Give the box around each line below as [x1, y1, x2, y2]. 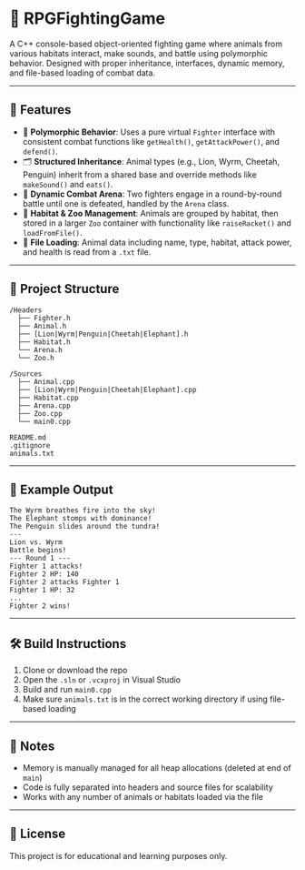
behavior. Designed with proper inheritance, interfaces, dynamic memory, [9, 57, 285, 68]
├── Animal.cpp [17, 377, 75, 386]
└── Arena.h [17, 345, 64, 354]
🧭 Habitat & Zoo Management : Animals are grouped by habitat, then [22, 207, 279, 218]
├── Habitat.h [17, 337, 71, 347]
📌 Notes [9, 738, 55, 754]
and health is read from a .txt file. [22, 246, 152, 258]
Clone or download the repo [22, 664, 128, 676]
